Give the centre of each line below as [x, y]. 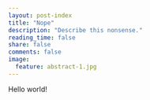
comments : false [35, 52]
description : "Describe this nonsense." [76, 30]
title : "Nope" [32, 23]
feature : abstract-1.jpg [56, 67]
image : [19, 60]
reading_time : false [42, 37]
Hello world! [28, 89]
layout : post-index [40, 15]
